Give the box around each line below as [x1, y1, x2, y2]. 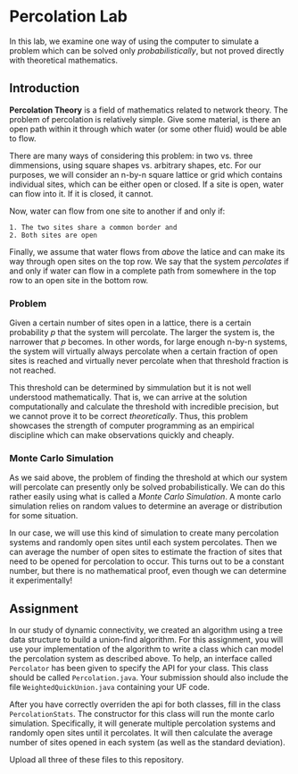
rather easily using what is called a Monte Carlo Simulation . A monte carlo [9, 492, 282, 502]
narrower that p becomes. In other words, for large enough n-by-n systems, [9, 337, 288, 348]
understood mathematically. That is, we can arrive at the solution [9, 391, 248, 403]
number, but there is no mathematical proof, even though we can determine [9, 566, 287, 576]
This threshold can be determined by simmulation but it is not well [9, 383, 252, 393]
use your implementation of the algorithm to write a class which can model [9, 644, 284, 654]
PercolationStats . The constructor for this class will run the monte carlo [9, 709, 275, 719]
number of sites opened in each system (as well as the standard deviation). [9, 737, 286, 748]
